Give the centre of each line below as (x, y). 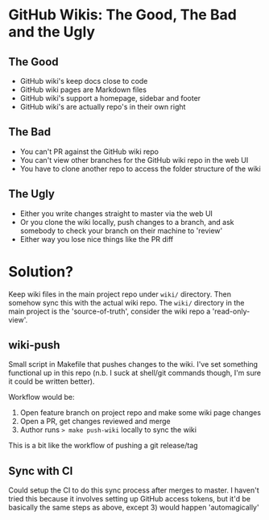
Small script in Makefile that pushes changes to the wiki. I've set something (133, 364)
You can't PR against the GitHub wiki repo (89, 152)
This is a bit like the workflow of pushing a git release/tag (103, 446)
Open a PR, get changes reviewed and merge (95, 422)
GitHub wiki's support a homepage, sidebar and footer (110, 98)
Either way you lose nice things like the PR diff (97, 239)
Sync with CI (41, 470)
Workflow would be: (41, 397)
